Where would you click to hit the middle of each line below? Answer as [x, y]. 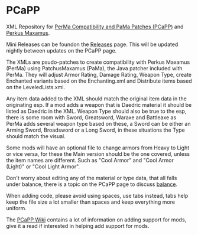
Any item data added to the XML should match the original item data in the [97, 99]
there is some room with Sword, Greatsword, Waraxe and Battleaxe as [91, 117]
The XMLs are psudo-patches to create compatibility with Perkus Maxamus [98, 62]
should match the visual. [36, 136]
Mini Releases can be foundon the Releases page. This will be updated [92, 44]
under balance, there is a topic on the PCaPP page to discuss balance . [92, 184]
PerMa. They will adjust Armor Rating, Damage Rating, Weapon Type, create [99, 74]
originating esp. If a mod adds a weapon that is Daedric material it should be [99, 105]
